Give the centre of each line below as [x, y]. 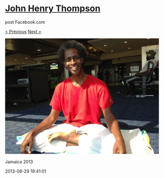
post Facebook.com [25, 22]
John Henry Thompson [53, 9]
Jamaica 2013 [19, 161]
